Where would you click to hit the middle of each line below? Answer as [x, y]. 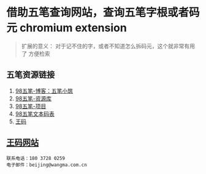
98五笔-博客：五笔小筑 [44, 91]
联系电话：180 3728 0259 [36, 158]
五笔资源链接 [31, 75]
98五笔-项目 [31, 106]
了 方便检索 [36, 53]
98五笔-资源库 [33, 98]
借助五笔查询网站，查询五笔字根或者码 [103, 13]
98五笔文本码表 [35, 113]
